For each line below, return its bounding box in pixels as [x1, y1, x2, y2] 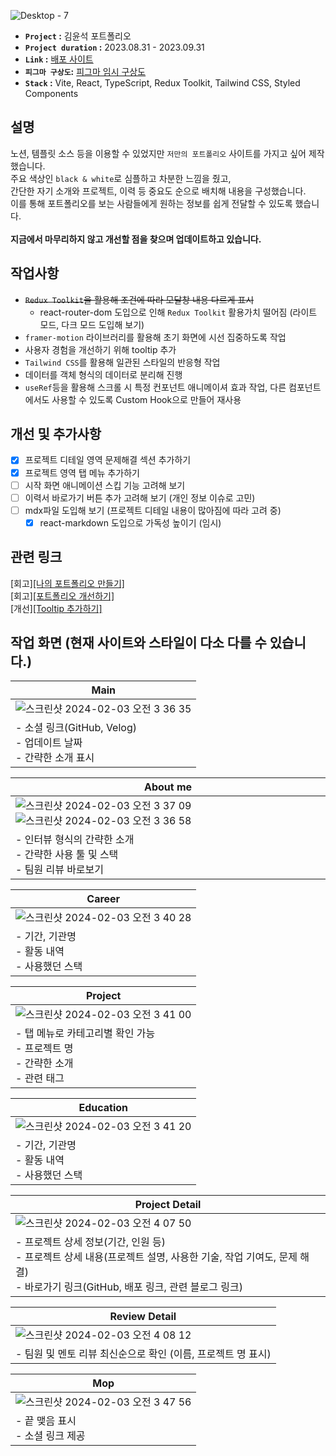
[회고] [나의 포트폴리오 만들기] [10, 577, 125, 589]
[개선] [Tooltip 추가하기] [10, 602, 103, 614]
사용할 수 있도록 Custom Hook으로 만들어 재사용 [51, 393, 242, 405]
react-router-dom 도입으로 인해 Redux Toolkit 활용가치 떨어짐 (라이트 [39, 306, 318, 318]
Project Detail [134, 1198, 202, 1212]
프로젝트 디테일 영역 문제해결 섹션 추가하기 [24, 454, 192, 466]
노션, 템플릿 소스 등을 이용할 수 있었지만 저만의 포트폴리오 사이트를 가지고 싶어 [10, 147, 307, 159]
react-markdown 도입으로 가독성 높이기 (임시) [39, 516, 222, 529]
